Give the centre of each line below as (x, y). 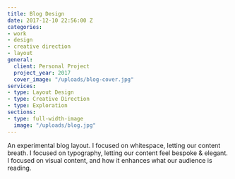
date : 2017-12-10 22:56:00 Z (50, 20)
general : (20, 60)
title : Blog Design (36, 14)
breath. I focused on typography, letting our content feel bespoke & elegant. (117, 153)
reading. (19, 168)
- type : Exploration (38, 106)
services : (22, 86)
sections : (22, 112)
